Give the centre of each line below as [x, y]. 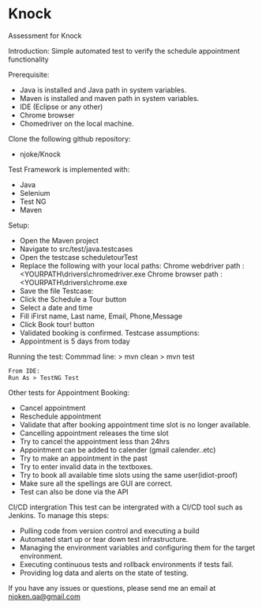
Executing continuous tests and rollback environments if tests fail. [127, 564]
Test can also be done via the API [74, 491]
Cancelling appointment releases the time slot [94, 433]
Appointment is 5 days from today [75, 341]
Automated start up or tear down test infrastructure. [104, 539]
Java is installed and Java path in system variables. [103, 90]
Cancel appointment [52, 408]
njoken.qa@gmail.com [45, 596]
